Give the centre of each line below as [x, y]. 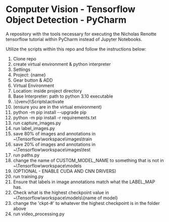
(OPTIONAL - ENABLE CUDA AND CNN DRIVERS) [65, 171]
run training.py [28, 176]
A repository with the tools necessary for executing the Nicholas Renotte [81, 34]
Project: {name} [29, 75]
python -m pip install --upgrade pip [50, 112]
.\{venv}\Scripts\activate [39, 101]
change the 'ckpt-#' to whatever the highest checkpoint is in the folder [87, 203]
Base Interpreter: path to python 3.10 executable [63, 96]
